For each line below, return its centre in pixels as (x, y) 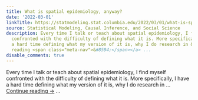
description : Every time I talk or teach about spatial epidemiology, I (97, 34)
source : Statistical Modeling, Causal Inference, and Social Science (93, 28)
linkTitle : (19, 22)
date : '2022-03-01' (30, 17)
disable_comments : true (35, 55)
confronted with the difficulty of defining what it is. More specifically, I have (98, 78)
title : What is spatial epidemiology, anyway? (64, 11)
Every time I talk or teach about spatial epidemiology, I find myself (86, 72)
